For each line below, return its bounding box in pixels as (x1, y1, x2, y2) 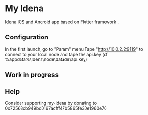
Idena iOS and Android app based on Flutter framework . (5, 19, 119, 25)
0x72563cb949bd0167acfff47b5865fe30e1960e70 (5, 105, 107, 111)
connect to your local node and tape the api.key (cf (5, 51, 108, 57)
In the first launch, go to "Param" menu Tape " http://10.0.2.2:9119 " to (5, 46, 143, 52)
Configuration (5, 33, 49, 41)
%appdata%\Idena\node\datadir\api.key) (5, 57, 87, 62)
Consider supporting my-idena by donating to (5, 100, 97, 106)
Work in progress (5, 71, 59, 79)
